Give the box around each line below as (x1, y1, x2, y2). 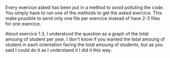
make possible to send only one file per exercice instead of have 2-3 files (5, 15, 160, 21)
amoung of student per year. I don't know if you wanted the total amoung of (5, 36, 165, 42)
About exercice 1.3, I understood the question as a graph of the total (5, 31, 148, 36)
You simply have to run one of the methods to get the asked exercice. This (5, 10, 162, 16)
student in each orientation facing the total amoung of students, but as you (5, 42, 163, 48)
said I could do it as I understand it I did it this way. (5, 47, 112, 53)
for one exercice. (5, 21, 41, 27)
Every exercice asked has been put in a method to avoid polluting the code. (5, 5, 164, 10)
